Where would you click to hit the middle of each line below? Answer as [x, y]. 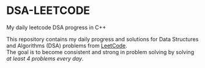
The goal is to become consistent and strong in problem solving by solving [100, 52]
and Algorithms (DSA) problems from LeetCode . [67, 46]
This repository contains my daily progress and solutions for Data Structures [102, 39]
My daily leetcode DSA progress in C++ [56, 27]
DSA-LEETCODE [48, 11]
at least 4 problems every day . [45, 58]
